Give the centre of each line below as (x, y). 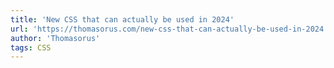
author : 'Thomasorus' (55, 38)
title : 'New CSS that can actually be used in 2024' (122, 19)
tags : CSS (31, 47)
